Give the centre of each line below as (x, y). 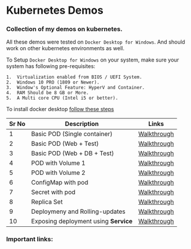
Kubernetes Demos (55, 10)
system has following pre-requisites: (51, 66)
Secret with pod (53, 192)
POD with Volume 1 (58, 163)
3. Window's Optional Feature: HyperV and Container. (76, 88)
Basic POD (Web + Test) (65, 144)
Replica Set (47, 202)
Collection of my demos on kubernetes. (65, 29)
